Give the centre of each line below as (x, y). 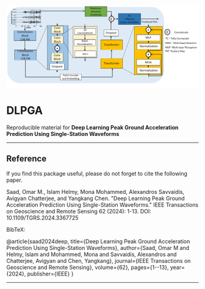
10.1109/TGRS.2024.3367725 (42, 218)
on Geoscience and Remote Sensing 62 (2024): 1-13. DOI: (79, 211)
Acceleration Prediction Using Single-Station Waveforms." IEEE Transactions (103, 205)
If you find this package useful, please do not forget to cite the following (97, 173)
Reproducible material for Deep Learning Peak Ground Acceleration (92, 127)
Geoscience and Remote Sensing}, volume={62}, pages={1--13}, (88, 267)
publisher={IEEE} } (51, 274)
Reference (27, 159)
